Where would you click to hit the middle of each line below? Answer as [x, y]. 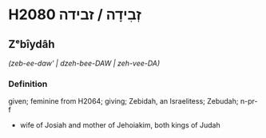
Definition [28, 84]
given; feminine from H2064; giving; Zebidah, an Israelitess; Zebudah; [123, 101]
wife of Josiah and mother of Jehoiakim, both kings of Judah [120, 125]
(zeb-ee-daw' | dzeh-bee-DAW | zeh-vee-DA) [84, 63]
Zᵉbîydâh [32, 44]
